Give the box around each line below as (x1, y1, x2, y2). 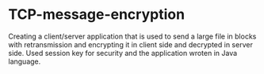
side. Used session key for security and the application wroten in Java (8, 48, 238, 57)
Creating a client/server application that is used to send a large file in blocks (8, 31, 257, 41)
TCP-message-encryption (8, 6, 185, 24)
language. (8, 57, 41, 66)
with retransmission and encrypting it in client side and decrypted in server (8, 39, 254, 49)
